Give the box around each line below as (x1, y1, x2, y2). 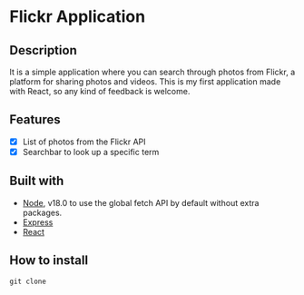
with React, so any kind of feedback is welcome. (9, 86, 191, 96)
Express (22, 216, 54, 228)
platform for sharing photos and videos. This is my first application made (9, 76, 281, 87)
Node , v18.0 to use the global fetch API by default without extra (22, 197, 260, 208)
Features (9, 112, 61, 128)
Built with (9, 173, 64, 189)
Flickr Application (9, 6, 146, 27)
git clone (9, 277, 47, 286)
